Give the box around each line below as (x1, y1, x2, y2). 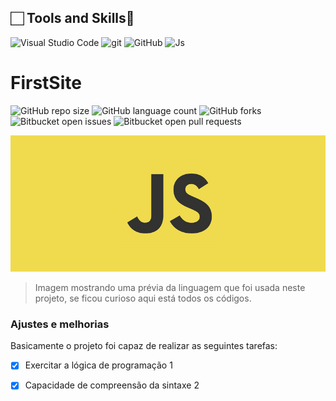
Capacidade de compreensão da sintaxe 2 (24, 379, 200, 391)
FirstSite (10, 72, 82, 94)
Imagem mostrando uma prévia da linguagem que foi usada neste (34, 282, 306, 294)
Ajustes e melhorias (10, 317, 110, 331)
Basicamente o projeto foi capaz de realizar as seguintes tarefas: (10, 340, 278, 352)
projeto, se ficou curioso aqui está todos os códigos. (34, 292, 252, 305)
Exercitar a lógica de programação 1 (24, 359, 173, 371)
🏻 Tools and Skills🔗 (10, 10, 135, 27)
